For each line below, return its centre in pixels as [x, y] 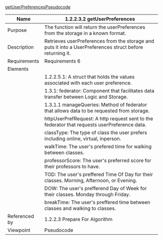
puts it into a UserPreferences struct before [94, 47]
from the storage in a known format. [85, 33]
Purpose [17, 30]
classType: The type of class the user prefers [96, 133]
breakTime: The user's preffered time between [97, 202]
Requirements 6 [63, 61]
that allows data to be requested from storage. [97, 111]
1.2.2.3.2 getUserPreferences [100, 19]
